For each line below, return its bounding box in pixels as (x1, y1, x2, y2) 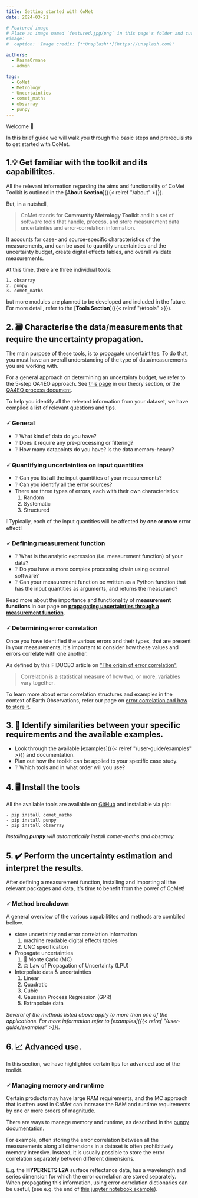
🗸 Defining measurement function (6, 539, 105, 547)
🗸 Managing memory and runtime (6, 1082, 104, 1090)
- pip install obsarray (6, 822, 65, 829)
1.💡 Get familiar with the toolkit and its (6, 158, 148, 168)
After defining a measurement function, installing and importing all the (6, 878, 176, 886)
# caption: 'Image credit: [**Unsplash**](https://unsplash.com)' (6, 41, 176, 47)
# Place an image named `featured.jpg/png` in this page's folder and (6, 30, 183, 36)
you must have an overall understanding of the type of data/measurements (6, 356, 188, 363)
